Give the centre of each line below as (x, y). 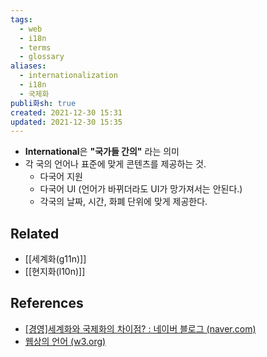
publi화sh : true (43, 103)
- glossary (42, 57)
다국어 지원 (61, 177)
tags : (21, 19)
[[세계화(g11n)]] (55, 259)
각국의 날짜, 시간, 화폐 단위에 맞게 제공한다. (123, 202)
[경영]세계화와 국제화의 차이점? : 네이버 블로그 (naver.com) (140, 328)
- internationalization (68, 76)
